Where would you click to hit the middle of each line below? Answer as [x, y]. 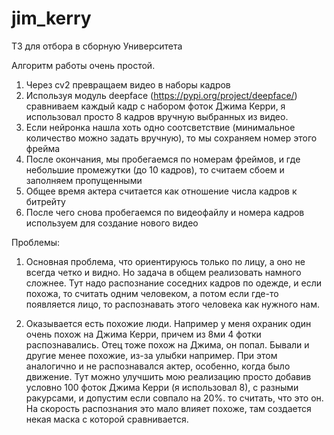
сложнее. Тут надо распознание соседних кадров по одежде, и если [173, 283]
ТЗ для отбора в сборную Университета [97, 46]
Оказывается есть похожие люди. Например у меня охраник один [168, 323]
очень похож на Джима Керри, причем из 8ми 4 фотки [143, 334]
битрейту [45, 201]
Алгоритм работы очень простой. [83, 65]
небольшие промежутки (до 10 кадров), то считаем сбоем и [155, 169]
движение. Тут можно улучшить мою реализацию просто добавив [168, 376]
